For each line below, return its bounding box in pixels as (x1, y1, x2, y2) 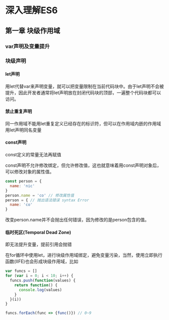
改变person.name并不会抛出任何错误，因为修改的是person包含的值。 (5, 217, 149, 223)
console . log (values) (18, 287, 62, 292)
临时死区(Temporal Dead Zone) (5, 229, 71, 235)
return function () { (14, 283, 58, 288)
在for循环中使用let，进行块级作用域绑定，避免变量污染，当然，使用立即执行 (5, 252, 163, 258)
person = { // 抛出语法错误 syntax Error (5, 198, 90, 203)
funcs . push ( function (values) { (10, 278, 76, 283)
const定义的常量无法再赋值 (5, 152, 62, 158)
